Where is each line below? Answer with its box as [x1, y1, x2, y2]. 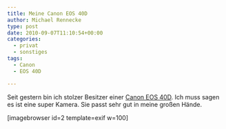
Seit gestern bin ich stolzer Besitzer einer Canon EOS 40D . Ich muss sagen [7, 92, 220, 101]
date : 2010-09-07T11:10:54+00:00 [7, 29, 103, 37]
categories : [7, 36, 41, 43]
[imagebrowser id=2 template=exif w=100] [7, 113, 129, 121]
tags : [7, 55, 23, 62]
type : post [7, 23, 39, 30]
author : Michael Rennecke [7, 17, 81, 23]
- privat [13, 42, 39, 49]
